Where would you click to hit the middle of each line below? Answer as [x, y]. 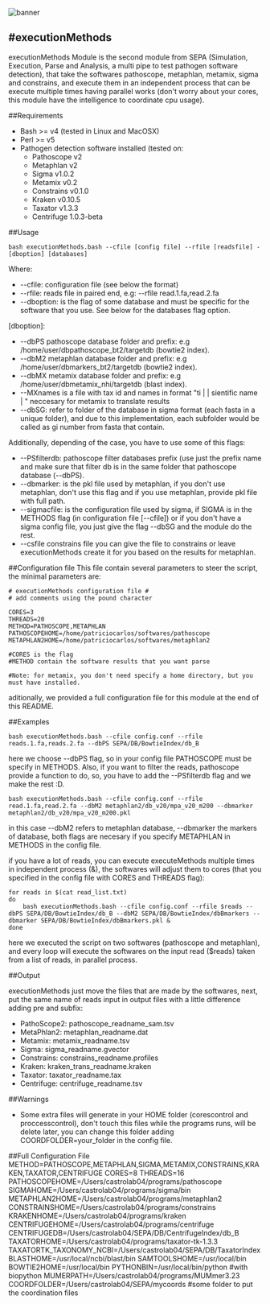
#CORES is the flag [41, 654]
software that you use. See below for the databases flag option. [125, 310]
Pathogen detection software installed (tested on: [102, 148]
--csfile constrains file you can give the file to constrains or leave [128, 543]
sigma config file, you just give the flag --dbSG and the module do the [136, 526]
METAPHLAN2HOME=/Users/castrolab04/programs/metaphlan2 [115, 1199]
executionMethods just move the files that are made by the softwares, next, [133, 991]
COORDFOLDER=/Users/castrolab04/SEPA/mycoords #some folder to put [131, 1284]
